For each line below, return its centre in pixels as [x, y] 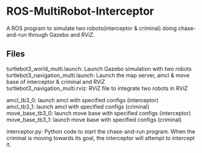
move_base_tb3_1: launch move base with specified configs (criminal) [94, 119]
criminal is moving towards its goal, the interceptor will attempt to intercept [100, 138]
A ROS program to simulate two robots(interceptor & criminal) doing [92, 28]
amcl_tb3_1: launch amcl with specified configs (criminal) [78, 106]
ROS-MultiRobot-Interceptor [80, 11]
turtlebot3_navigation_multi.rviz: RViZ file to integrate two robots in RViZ [97, 88]
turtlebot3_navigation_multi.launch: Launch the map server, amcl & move [98, 75]
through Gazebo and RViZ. [61, 34]
